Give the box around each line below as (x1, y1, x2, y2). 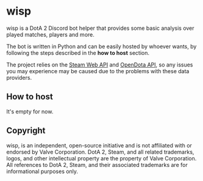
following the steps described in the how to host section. (6, 49, 149, 56)
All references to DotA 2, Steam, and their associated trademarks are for (6, 161, 188, 168)
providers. (6, 74, 32, 81)
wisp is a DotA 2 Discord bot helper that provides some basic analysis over (6, 24, 194, 32)
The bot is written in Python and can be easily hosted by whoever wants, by (6, 43, 197, 50)
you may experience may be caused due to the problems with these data (6, 67, 190, 74)
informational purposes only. (6, 168, 78, 175)
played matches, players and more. (6, 30, 94, 38)
